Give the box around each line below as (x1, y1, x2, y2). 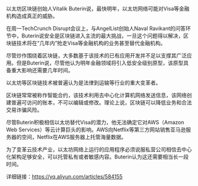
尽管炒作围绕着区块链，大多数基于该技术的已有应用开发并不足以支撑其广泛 (6, 52, 187, 59)
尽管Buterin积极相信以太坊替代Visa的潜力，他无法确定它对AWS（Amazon (6, 119, 184, 126)
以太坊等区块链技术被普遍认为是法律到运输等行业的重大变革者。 (6, 79, 161, 86)
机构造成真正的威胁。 (6, 12, 58, 19)
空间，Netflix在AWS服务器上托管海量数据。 (21, 134, 127, 140)
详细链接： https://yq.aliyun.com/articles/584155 (6, 173, 123, 180)
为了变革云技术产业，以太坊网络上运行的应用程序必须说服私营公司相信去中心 (6, 146, 192, 153)
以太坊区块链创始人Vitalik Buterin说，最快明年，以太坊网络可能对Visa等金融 (6, 5, 190, 12)
